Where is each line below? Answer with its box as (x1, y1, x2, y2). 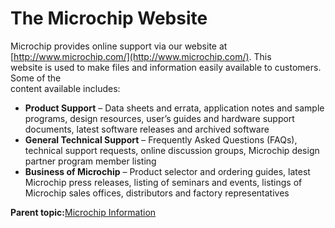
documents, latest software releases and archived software (24, 123, 270, 135)
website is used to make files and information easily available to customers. (10, 61, 322, 73)
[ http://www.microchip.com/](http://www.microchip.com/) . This (10, 50, 272, 62)
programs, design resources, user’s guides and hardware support (24, 112, 295, 124)
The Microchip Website (10, 7, 208, 30)
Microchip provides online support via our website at (10, 40, 228, 52)
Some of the (10, 72, 62, 84)
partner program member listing (24, 155, 157, 167)
